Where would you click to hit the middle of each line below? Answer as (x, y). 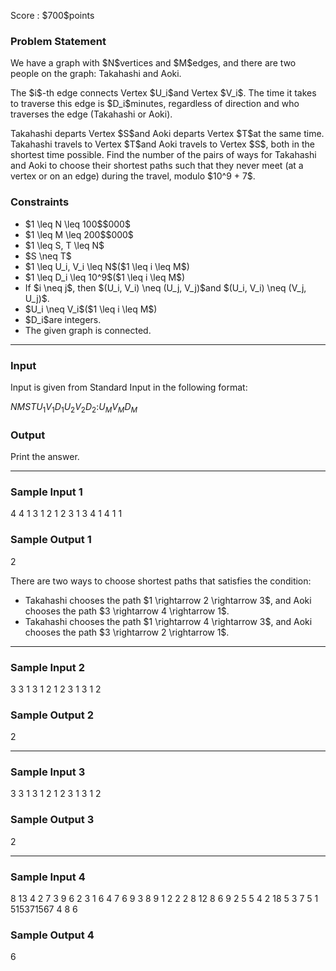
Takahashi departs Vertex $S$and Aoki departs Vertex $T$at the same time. (167, 134)
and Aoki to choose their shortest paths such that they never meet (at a (157, 166)
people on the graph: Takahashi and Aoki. (96, 74)
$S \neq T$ (48, 256)
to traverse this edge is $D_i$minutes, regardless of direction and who (155, 104)
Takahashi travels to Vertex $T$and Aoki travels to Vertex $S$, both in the (162, 144)
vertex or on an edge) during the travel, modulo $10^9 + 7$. (133, 176)
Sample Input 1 (46, 492)
